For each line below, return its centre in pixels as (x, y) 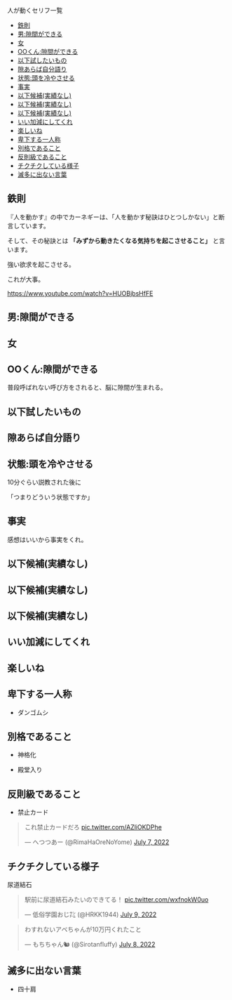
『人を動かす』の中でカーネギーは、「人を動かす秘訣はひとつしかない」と (113, 217)
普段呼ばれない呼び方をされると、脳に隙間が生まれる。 (87, 388)
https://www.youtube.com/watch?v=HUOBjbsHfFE (80, 293)
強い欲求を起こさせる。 (41, 264)
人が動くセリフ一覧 (35, 10)
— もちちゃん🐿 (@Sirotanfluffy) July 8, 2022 (90, 945)
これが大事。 (26, 279)
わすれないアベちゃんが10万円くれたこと (83, 930)
